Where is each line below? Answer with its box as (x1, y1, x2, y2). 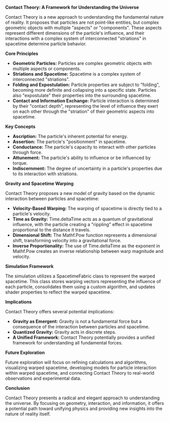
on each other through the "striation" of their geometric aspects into (12, 108, 155, 114)
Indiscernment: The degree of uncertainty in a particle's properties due (12, 166, 162, 171)
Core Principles (5, 50, 39, 56)
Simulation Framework (5, 263, 54, 269)
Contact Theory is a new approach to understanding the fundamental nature (5, 14, 164, 20)
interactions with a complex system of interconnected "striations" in (5, 35, 146, 41)
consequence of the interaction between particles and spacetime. (12, 324, 150, 329)
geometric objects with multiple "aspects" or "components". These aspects (5, 25, 162, 31)
